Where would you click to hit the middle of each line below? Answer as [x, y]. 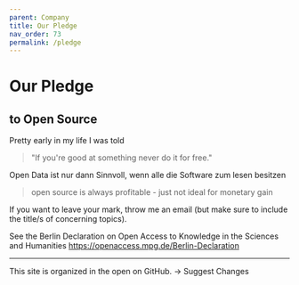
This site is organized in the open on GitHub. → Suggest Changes [129, 272]
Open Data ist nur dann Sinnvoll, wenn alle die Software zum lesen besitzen [148, 175]
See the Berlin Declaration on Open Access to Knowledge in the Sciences [144, 236]
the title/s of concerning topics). [68, 219]
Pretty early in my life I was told [67, 141]
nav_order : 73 [36, 34]
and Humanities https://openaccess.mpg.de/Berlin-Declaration [125, 246]
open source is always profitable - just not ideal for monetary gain [152, 192]
